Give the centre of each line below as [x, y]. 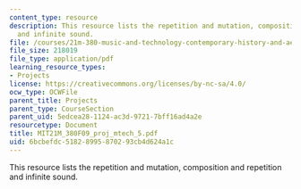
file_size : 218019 [43, 51]
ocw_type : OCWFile [43, 92]
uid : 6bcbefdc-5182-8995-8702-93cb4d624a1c [92, 142]
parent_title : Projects [54, 100]
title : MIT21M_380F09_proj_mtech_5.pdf [84, 134]
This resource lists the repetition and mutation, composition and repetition [146, 167]
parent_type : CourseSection [62, 109]
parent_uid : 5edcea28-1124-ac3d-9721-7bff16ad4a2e [106, 117]
